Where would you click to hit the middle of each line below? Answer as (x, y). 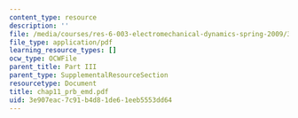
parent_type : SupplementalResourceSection (89, 75)
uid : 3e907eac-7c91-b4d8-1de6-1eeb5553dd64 (91, 100)
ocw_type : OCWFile (43, 59)
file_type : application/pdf (61, 42)
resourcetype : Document (53, 83)
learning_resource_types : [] (63, 51)
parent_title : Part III (53, 67)
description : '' (39, 26)
